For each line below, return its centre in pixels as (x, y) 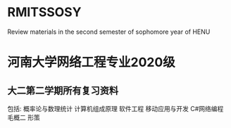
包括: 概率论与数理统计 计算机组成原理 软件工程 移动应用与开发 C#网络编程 (115, 108)
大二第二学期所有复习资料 (63, 90)
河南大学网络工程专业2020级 (92, 62)
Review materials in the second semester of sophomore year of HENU (109, 32)
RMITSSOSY (44, 12)
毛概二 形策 (24, 117)
